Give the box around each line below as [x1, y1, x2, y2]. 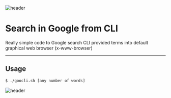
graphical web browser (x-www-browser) [5, 45, 93, 51]
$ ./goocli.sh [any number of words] [5, 78, 85, 83]
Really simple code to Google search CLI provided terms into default [5, 39, 149, 45]
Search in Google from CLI [5, 23, 119, 34]
